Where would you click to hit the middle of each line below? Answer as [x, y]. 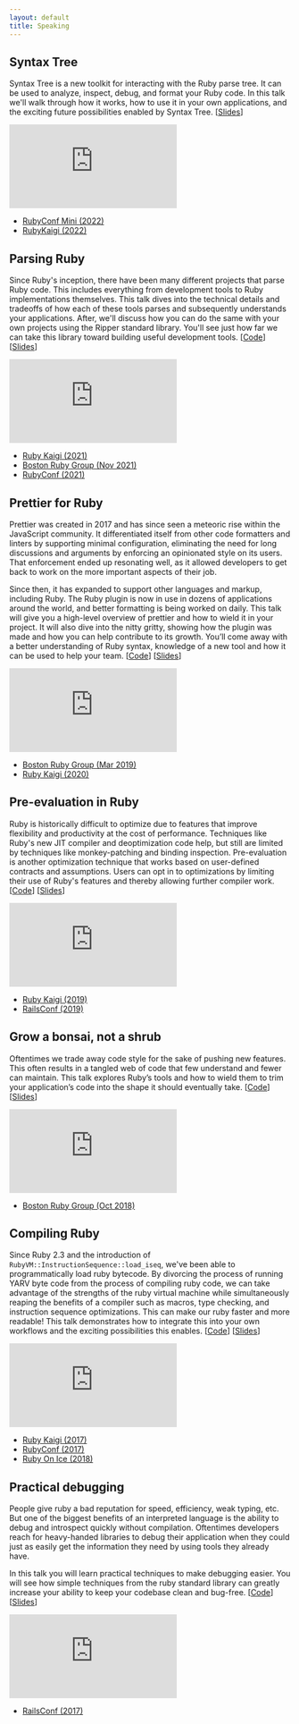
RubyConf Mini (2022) [63, 221]
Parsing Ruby [47, 259]
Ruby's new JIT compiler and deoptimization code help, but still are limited [146, 842]
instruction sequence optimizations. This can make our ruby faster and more [149, 1312]
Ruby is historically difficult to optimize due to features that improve [133, 824]
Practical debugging [67, 1487]
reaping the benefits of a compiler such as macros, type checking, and [139, 1303]
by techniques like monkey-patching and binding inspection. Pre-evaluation [148, 852]
